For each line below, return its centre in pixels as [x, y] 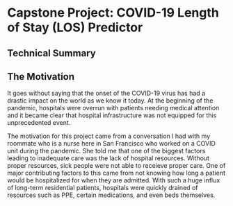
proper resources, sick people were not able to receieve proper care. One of [116, 166]
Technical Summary [51, 53]
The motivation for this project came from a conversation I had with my [109, 136]
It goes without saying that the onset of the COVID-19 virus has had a [106, 93]
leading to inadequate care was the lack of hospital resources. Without [109, 158]
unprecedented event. [39, 123]
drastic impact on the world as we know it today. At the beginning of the [110, 101]
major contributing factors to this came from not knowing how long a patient [116, 173]
